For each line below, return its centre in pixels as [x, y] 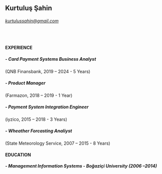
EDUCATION [18, 155]
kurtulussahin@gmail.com [32, 21]
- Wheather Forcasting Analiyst [39, 131]
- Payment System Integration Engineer [47, 107]
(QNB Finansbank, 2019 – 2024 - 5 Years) [48, 72]
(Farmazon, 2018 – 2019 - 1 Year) [39, 95]
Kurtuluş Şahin [29, 8]
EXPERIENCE [19, 48]
